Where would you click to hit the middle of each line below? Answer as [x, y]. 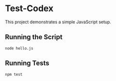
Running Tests [27, 63]
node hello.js [19, 48]
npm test [14, 74]
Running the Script [34, 37]
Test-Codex [29, 8]
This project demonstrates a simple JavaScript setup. [58, 22]
